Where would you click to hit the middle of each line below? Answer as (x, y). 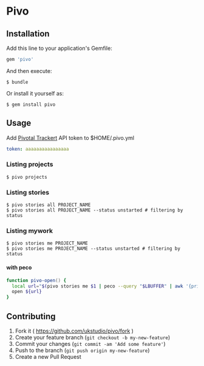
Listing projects (30, 164)
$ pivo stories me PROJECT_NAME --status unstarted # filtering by (93, 249)
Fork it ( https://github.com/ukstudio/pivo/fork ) (74, 331)
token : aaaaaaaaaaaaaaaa (38, 149)
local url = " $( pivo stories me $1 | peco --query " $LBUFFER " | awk (97, 286)
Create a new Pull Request (48, 356)
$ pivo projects (27, 177)
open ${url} (27, 292)
